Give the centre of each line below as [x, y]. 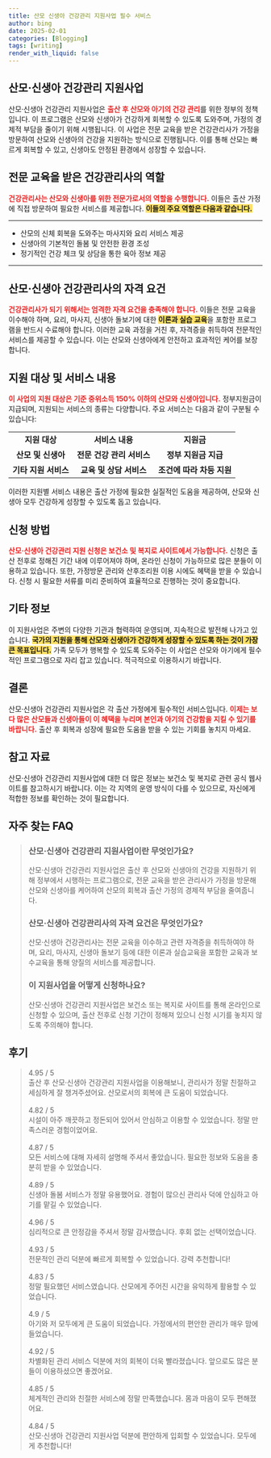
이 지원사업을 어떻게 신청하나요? [87, 986]
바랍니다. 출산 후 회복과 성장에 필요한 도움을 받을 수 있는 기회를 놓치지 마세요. [130, 729]
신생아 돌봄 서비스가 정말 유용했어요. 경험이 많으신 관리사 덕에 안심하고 [139, 1194]
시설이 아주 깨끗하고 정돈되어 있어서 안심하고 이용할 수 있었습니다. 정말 [139, 1120]
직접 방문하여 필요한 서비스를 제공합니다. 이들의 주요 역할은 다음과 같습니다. [134, 208]
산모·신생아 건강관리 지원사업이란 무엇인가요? [111, 851]
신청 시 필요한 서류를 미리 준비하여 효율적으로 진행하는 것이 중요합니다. [129, 581]
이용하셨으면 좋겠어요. [78, 1371]
